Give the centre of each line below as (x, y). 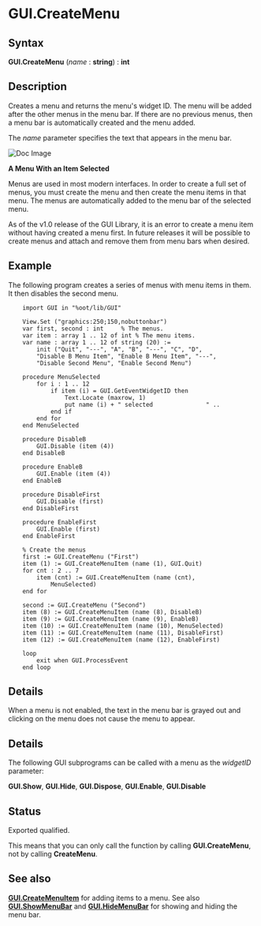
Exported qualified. (39, 830)
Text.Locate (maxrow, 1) (105, 397)
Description (37, 87)
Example (30, 266)
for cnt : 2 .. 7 (51, 570)
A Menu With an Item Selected (59, 168)
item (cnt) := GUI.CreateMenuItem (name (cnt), (116, 578)
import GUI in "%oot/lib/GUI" (72, 308)
